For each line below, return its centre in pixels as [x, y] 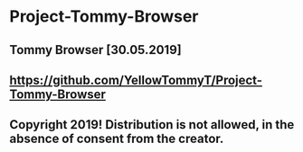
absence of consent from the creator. [117, 139]
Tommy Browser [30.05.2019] [96, 50]
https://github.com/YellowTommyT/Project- [136, 80]
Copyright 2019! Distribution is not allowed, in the [152, 125]
